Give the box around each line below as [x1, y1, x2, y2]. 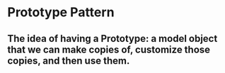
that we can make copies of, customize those [7, 43, 211, 55]
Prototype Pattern [7, 4, 115, 21]
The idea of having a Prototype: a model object [7, 33, 218, 45]
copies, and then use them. [7, 55, 130, 67]
